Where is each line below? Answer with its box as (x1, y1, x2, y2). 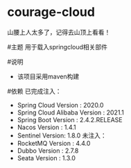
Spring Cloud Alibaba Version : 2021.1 (17, 108, 125, 117)
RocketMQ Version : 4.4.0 (17, 139, 91, 147)
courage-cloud (7, 4, 96, 20)
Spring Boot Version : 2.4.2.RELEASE (17, 115, 123, 124)
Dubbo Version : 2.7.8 (17, 146, 79, 155)
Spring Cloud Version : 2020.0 (17, 101, 104, 109)
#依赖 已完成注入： (7, 87, 62, 95)
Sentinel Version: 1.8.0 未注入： (17, 131, 107, 140)
